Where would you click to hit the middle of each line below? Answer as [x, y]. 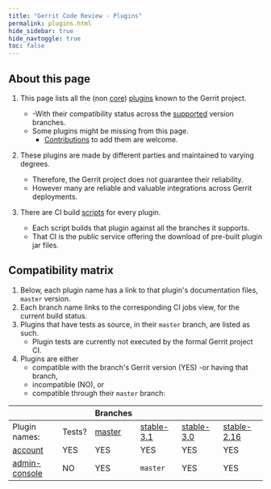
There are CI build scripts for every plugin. [90, 212]
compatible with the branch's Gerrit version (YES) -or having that [140, 367]
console [27, 473]
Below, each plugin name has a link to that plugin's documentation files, [139, 290]
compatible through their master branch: [99, 393]
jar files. [45, 245]
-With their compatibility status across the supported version [133, 113]
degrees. [35, 163]
